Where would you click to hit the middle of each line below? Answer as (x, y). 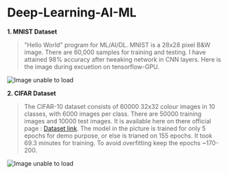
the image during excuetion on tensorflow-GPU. (92, 66)
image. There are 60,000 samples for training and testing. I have (115, 52)
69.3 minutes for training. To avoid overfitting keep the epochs (112, 142)
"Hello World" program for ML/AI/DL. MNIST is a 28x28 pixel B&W (117, 45)
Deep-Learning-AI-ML (72, 13)
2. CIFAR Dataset (32, 93)
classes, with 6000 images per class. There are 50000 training (113, 114)
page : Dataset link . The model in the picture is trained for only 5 (115, 128)
